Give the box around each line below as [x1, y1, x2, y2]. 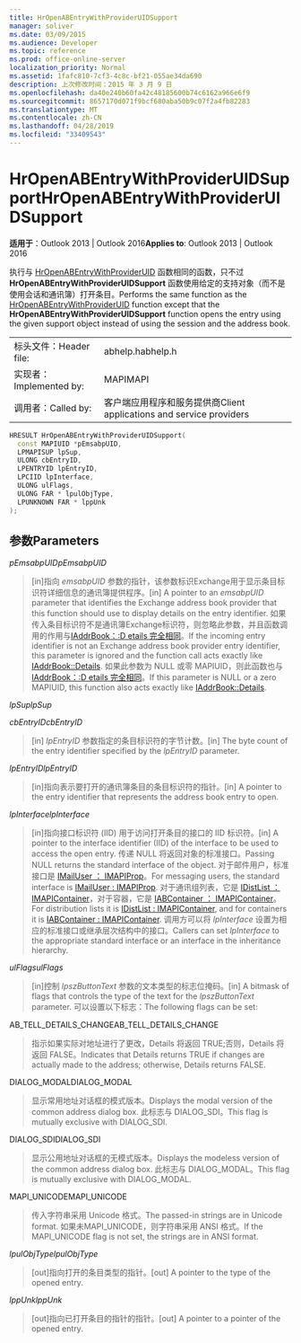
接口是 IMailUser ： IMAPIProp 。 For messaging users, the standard [30, 870, 280, 881]
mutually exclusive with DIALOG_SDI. [30, 1117, 168, 1127]
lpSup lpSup [9, 700, 52, 711]
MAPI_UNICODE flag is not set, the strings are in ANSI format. [30, 1232, 259, 1242]
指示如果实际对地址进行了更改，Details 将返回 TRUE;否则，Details [30, 1038, 275, 1049]
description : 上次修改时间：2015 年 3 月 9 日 [9, 80, 173, 89]
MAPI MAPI [103, 373, 150, 385]
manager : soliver [9, 22, 74, 31]
